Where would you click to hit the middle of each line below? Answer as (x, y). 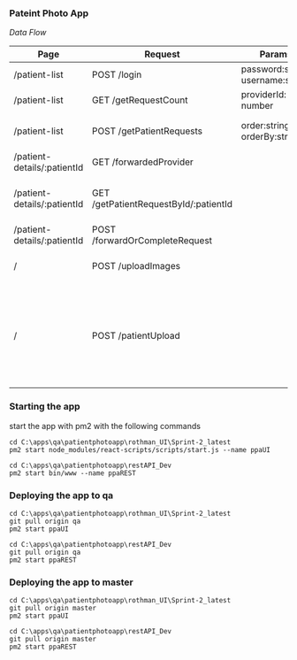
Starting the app (45, 407)
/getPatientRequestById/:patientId (162, 204)
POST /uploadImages (136, 266)
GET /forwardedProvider (143, 162)
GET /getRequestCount (140, 100)
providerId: (264, 95)
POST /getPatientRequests (147, 131)
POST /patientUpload (136, 336)
